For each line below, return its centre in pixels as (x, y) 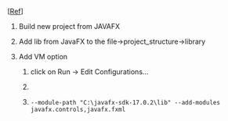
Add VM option (43, 57)
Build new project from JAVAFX (69, 26)
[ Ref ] (16, 11)
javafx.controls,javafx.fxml (78, 109)
